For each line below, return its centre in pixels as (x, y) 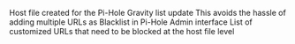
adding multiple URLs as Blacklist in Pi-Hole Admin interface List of (131, 22)
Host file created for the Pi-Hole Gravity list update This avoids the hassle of (148, 13)
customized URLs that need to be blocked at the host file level (122, 31)
